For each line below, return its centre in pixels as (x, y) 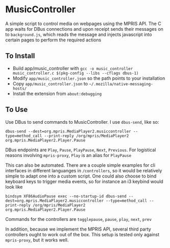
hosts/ (20, 88)
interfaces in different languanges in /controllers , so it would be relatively (84, 170)
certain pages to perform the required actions (53, 40)
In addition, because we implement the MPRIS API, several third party (78, 229)
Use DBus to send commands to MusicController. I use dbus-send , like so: (82, 122)
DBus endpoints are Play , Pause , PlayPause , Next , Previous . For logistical (81, 150)
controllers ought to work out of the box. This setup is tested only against (82, 234)
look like (14, 187)
